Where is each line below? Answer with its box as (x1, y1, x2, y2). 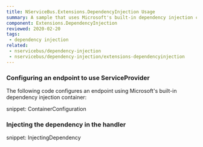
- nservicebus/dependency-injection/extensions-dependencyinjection (8, 54, 185, 60)
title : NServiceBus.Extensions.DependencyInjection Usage (6, 8, 155, 15)
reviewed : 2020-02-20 (6, 25, 61, 32)
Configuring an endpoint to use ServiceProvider (6, 73, 150, 82)
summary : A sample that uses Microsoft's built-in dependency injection (6, 14, 193, 20)
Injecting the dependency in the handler (6, 120, 126, 128)
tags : (6, 31, 20, 37)
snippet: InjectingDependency (6, 134, 82, 142)
